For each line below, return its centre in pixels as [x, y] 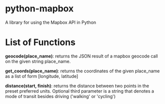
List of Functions [40, 42]
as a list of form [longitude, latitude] [42, 76]
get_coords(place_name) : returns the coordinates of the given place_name [82, 71]
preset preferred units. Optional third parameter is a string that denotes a [80, 91]
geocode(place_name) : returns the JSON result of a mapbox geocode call [82, 56]
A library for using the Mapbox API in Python [51, 22]
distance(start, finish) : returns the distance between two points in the [77, 86]
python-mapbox [39, 9]
